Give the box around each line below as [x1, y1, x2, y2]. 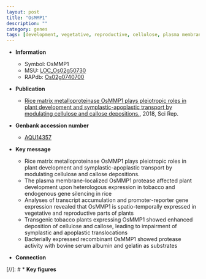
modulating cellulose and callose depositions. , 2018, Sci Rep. [24, 110, 179, 117]
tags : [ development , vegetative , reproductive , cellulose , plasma [6, 32, 180, 38]
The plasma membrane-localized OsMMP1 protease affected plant [24, 177, 192, 184]
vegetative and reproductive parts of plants [24, 209, 134, 217]
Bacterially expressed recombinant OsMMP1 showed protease [24, 236, 181, 243]
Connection [15, 254, 46, 261]
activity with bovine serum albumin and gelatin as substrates [24, 242, 178, 250]
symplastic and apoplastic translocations [24, 229, 128, 236]
